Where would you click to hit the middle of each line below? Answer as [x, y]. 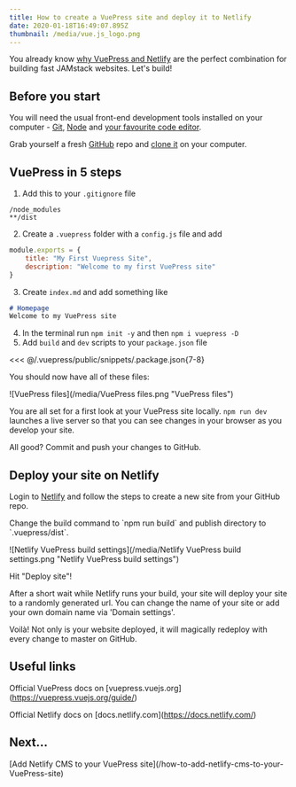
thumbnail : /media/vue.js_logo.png [75, 34]
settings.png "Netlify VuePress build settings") [94, 559]
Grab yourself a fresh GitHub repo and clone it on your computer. [128, 144]
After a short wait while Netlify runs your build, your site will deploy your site [148, 594]
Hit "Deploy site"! [41, 576]
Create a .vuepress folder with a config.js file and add [122, 234]
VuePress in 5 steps [66, 172]
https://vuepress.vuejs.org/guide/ [73, 697]
